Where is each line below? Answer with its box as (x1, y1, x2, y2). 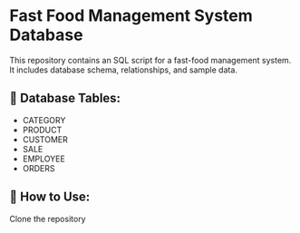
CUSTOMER (22, 133, 68, 145)
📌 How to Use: (9, 189, 91, 205)
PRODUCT (22, 124, 63, 135)
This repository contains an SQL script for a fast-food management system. (9, 54, 292, 65)
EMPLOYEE (22, 153, 65, 164)
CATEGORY (22, 114, 66, 125)
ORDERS (22, 162, 56, 173)
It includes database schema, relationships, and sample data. (9, 64, 238, 75)
